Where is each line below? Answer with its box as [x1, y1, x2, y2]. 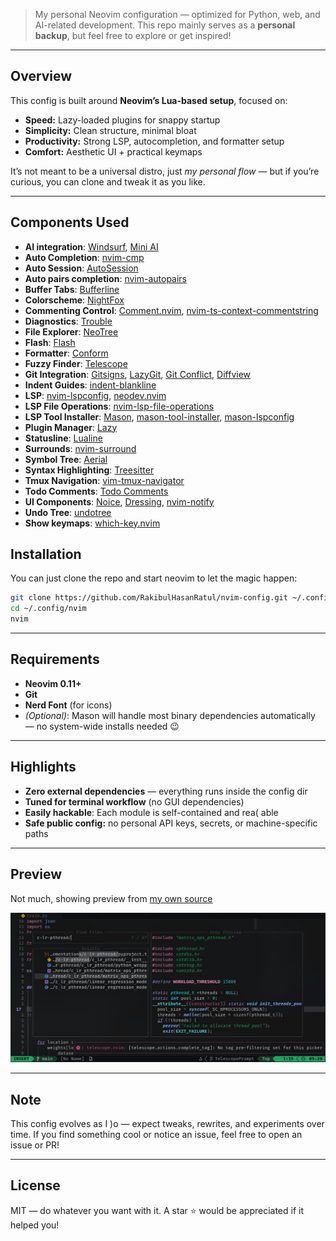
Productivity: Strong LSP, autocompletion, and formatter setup [24, 135, 285, 147]
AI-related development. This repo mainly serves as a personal [34, 19, 296, 31]
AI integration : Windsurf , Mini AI [24, 240, 159, 253]
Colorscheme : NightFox [24, 294, 125, 306]
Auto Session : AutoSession [24, 262, 139, 274]
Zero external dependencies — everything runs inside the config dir [24, 785, 308, 797]
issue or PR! [10, 1139, 60, 1151]
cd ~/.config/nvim [10, 604, 87, 614]
